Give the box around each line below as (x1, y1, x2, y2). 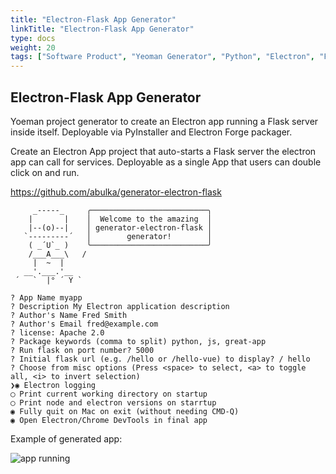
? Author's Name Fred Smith (10, 310, 128, 320)
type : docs (10, 33, 56, 43)
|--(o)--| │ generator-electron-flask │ (28, 222, 213, 233)
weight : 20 (10, 42, 56, 53)
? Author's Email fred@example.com (10, 319, 159, 329)
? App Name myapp (10, 292, 83, 303)
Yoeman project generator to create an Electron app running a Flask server (10, 115, 319, 127)
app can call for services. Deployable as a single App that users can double (10, 156, 322, 168)
